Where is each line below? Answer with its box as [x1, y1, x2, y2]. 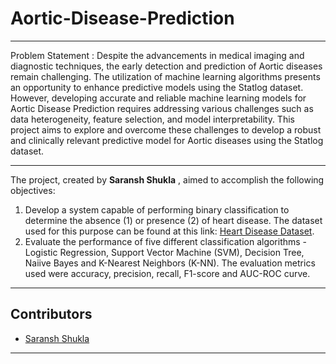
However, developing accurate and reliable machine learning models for [10, 92, 307, 104]
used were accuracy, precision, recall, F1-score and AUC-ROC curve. [24, 267, 311, 279]
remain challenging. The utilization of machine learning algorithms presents [10, 70, 321, 82]
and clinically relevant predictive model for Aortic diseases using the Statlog [10, 134, 324, 146]
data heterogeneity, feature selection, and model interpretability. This [10, 113, 295, 125]
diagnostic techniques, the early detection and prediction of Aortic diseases [10, 60, 323, 72]
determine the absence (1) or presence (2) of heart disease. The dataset [24, 214, 323, 226]
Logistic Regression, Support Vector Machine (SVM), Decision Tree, [24, 246, 305, 258]
